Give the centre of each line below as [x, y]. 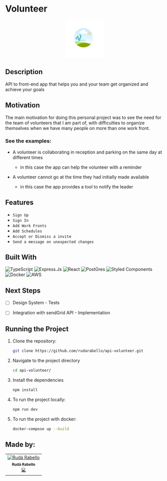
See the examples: [28, 141]
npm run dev [25, 409]
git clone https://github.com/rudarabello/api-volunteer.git [78, 351]
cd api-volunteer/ [32, 371]
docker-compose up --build [41, 429]
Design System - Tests [36, 303]
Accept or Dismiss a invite [42, 236]
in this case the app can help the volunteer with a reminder [81, 167]
